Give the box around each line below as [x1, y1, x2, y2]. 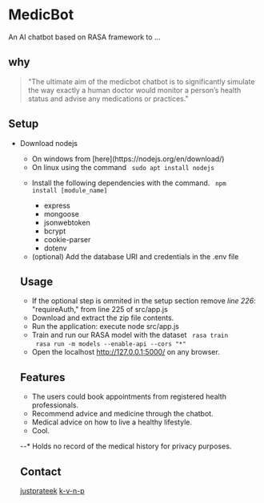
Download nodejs [19, 138, 78, 148]
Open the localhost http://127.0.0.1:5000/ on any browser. [31, 347, 220, 357]
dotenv [43, 243, 67, 253]
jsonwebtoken [43, 217, 90, 227]
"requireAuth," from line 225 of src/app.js [31, 305, 168, 314]
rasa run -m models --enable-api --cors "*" [35, 340, 186, 348]
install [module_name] [31, 186, 108, 194]
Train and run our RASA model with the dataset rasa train [31, 331, 229, 340]
